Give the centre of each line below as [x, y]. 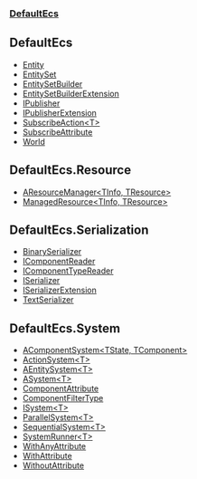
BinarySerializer [52, 252]
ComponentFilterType [63, 398]
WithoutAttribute [53, 465]
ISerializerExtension [59, 290]
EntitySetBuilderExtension [70, 93]
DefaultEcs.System [65, 328]
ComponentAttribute [61, 388]
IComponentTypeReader [68, 271]
